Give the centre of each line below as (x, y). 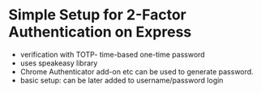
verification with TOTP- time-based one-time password (112, 54)
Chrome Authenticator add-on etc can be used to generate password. (137, 71)
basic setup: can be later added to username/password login (122, 80)
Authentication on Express (100, 32)
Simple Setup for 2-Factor (97, 15)
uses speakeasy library (59, 63)
